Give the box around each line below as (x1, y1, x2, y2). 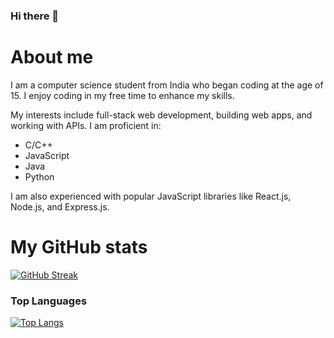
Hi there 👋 (10, 9, 60, 23)
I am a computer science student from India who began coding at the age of (10, 79, 324, 91)
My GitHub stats (10, 236, 148, 259)
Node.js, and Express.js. (10, 200, 110, 213)
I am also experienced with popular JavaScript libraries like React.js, (10, 190, 292, 202)
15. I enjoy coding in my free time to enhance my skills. (10, 89, 235, 101)
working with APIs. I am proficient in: (10, 119, 162, 131)
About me (10, 46, 94, 69)
